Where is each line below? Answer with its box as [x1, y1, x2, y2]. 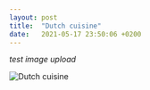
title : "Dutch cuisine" [9, 21, 102, 30]
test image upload [9, 54, 77, 65]
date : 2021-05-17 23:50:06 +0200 [9, 29, 142, 38]
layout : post [9, 12, 58, 22]
